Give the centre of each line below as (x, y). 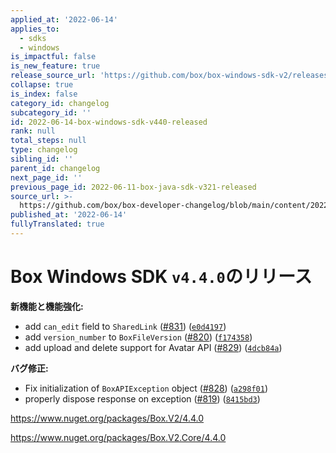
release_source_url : (53, 76)
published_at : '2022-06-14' (69, 215)
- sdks (33, 38)
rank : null (33, 131)
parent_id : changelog (55, 168)
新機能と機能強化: (47, 306)
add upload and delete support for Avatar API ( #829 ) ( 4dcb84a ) (153, 347)
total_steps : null (48, 141)
